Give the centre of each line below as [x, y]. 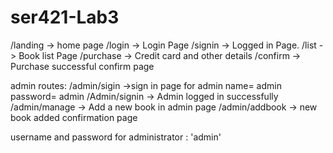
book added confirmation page [74, 117]
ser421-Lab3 [65, 17]
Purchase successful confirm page [82, 66]
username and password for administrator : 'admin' [116, 137]
